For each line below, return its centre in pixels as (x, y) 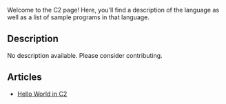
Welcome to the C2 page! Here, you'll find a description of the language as (113, 10)
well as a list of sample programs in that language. (79, 17)
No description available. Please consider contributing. (85, 55)
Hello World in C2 (42, 94)
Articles (25, 77)
